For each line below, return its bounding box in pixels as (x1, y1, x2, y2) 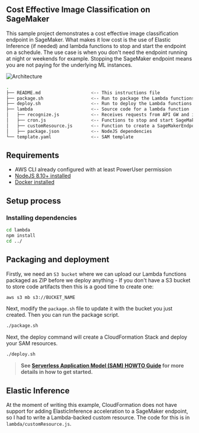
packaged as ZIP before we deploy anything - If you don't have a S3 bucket (6, 276, 191, 284)
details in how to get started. (20, 368, 93, 375)
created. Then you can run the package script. (6, 311, 120, 319)
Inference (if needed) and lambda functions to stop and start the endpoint (6, 42, 187, 49)
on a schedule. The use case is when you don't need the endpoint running (6, 49, 188, 56)
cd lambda (6, 227, 31, 233)
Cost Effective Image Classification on (6, 5, 150, 15)
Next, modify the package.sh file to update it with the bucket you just (6, 305, 173, 312)
